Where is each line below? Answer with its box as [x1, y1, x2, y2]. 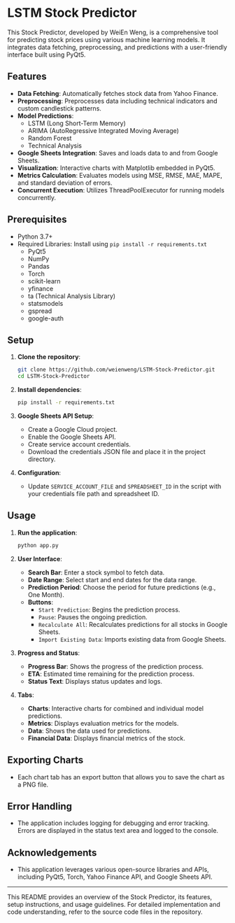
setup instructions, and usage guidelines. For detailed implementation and [7, 901, 220, 909]
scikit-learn [27, 276, 61, 285]
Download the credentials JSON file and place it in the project [27, 448, 206, 456]
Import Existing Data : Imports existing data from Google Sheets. [38, 635, 227, 643]
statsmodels [27, 299, 64, 307]
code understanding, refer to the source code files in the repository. [7, 908, 203, 916]
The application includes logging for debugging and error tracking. [17, 819, 210, 827]
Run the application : [17, 528, 78, 537]
